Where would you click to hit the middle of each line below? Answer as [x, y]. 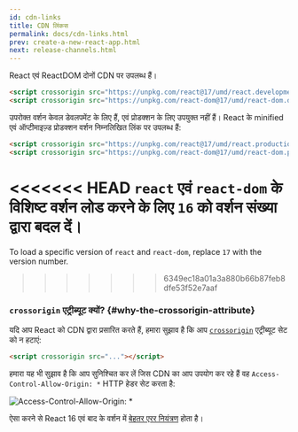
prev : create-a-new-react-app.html [75, 42]
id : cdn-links [35, 17]
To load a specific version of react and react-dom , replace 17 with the [136, 251]
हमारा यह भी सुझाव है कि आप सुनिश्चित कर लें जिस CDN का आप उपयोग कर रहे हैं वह [129, 374]
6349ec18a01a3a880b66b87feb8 [224, 278]
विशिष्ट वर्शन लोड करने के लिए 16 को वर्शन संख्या [143, 207]
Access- [266, 374]
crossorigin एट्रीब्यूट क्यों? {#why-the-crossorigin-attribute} [132, 311]
